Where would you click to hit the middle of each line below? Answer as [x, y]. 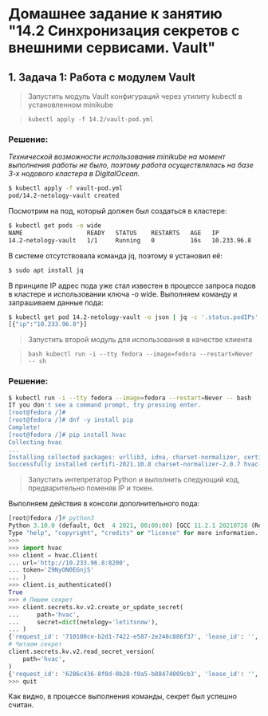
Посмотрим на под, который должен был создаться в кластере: [118, 211]
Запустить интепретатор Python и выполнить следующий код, [134, 480]
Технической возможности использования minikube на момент [117, 157]
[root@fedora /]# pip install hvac [67, 435]
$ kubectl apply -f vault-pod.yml [66, 188]
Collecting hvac [35, 442]
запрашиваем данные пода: [56, 302]
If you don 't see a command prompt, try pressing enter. [105, 405]
